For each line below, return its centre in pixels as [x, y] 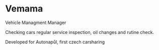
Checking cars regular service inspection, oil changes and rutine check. [80, 32]
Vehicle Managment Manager [36, 22]
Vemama [24, 9]
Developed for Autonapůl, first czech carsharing [55, 42]
